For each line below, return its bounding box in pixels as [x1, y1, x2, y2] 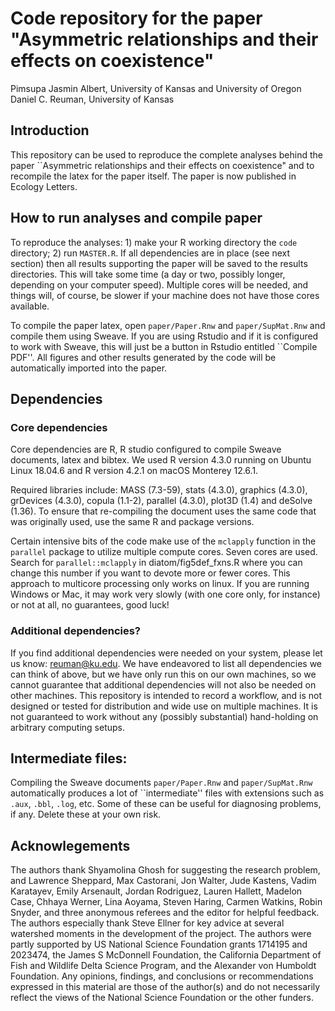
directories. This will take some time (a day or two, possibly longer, [10, 268, 286, 280]
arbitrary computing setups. [10, 721, 125, 733]
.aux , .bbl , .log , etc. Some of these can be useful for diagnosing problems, [10, 798, 322, 810]
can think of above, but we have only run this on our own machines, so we [10, 668, 317, 680]
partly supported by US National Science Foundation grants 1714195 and [10, 938, 308, 951]
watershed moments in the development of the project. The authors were [10, 928, 312, 940]
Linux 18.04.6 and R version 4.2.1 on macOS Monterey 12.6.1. [10, 465, 259, 477]
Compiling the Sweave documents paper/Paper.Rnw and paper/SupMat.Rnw [10, 777, 313, 789]
